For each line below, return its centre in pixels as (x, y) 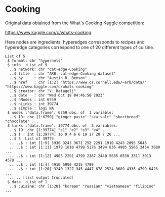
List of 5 (15, 56)
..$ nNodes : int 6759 (33, 99)
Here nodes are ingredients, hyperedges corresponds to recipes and (75, 42)
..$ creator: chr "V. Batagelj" (43, 91)
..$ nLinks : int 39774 (34, 104)
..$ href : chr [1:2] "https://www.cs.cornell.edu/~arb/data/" (78, 82)
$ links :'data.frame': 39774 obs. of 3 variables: (63, 125)
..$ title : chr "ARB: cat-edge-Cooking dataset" (63, 74)
